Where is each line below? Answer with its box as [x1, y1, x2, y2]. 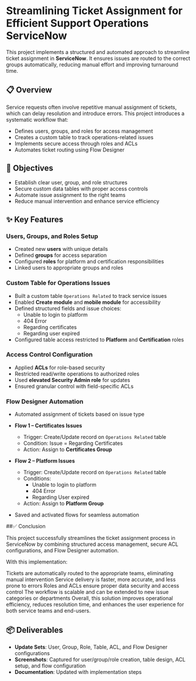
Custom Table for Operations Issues [6, 279, 111, 287]
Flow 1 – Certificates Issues [14, 422, 82, 430]
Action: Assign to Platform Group [23, 500, 104, 507]
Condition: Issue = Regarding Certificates [23, 440, 123, 447]
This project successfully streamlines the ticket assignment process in [6, 535, 176, 542]
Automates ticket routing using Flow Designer [14, 146, 125, 153]
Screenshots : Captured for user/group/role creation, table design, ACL [14, 656, 186, 663]
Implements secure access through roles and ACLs [14, 140, 138, 147]
